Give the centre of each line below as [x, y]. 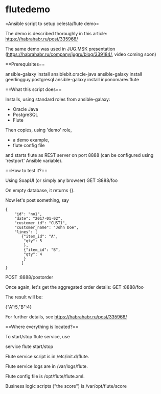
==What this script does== [33, 89]
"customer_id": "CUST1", [41, 223]
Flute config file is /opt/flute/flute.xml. [45, 376]
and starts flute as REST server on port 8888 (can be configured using [79, 155]
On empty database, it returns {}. [40, 190]
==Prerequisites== [25, 64]
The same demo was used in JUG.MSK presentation [60, 49]
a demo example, [31, 140]
